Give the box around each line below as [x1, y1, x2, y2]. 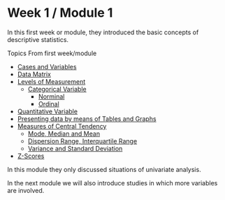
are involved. [7, 186, 45, 194]
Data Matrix [17, 70, 51, 78]
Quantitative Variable [17, 107, 78, 115]
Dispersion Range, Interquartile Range [27, 136, 138, 145]
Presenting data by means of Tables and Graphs [17, 114, 157, 123]
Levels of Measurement [17, 77, 86, 85]
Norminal [38, 92, 65, 101]
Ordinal [38, 99, 59, 108]
